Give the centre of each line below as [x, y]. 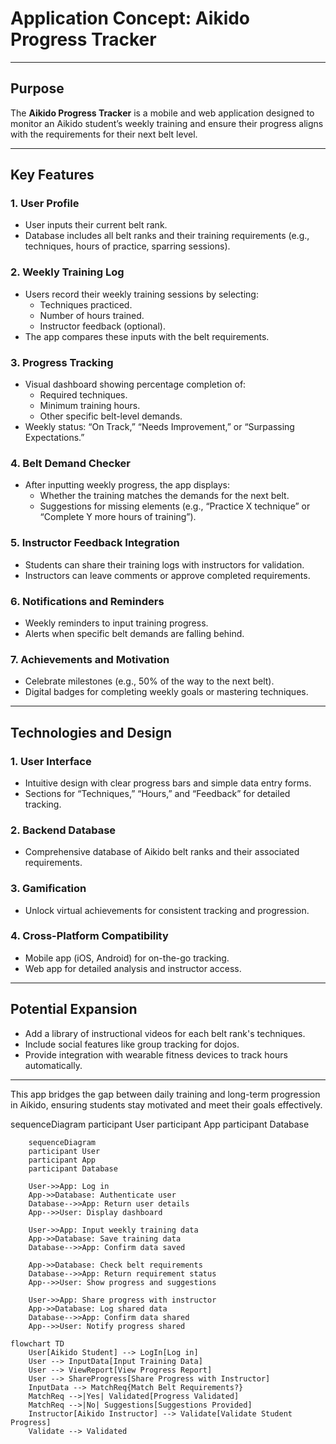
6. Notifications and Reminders [87, 601]
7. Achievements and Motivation [90, 659]
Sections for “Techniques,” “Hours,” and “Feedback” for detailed [157, 793]
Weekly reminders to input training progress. [116, 623]
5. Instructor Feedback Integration [95, 543]
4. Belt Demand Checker [71, 463]
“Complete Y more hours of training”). [118, 517]
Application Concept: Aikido [130, 18]
